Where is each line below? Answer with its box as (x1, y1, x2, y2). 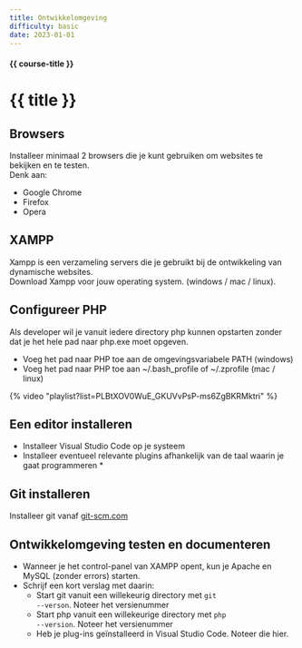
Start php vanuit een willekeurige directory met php (35, 609, 227, 620)
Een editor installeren (9, 417, 133, 432)
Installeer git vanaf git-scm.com (9, 510, 129, 522)
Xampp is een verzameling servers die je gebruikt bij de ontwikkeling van (9, 256, 283, 268)
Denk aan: (9, 169, 48, 180)
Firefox (22, 196, 50, 207)
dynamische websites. (9, 266, 93, 277)
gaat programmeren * (22, 460, 104, 471)
